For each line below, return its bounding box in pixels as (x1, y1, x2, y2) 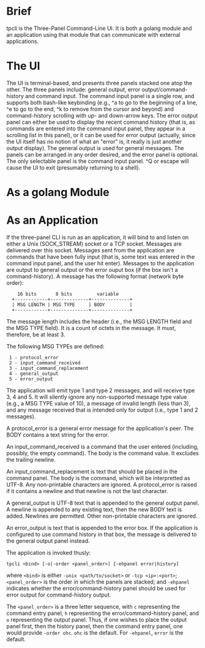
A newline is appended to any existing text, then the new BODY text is (6, 506, 182, 513)
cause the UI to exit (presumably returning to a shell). (6, 164, 141, 171)
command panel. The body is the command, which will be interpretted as (6, 475, 191, 481)
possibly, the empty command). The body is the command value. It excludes (6, 450, 199, 457)
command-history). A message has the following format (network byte (6, 273, 184, 280)
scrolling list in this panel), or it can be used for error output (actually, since (6, 131, 196, 138)
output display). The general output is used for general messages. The (6, 144, 184, 151)
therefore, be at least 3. (6, 331, 65, 338)
